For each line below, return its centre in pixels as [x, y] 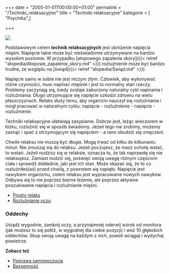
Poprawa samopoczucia [38, 261]
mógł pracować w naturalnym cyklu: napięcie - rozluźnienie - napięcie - [80, 106]
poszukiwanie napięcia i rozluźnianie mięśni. [52, 185]
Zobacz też [17, 251]
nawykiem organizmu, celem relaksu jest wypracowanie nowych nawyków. [84, 174]
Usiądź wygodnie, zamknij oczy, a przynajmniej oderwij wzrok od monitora [83, 225]
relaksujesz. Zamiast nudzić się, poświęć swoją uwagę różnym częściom [81, 158]
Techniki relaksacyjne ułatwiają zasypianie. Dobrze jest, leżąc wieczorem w [84, 121]
